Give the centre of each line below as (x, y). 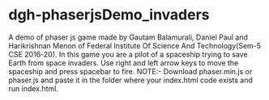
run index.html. (34, 88)
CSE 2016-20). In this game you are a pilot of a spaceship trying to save (128, 54)
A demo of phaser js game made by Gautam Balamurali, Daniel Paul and (128, 37)
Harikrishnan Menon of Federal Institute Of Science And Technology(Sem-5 (135, 45)
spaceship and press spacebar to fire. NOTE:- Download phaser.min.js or (130, 71)
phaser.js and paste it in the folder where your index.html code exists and (131, 80)
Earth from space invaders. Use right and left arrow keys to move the (124, 63)
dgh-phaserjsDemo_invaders (109, 15)
